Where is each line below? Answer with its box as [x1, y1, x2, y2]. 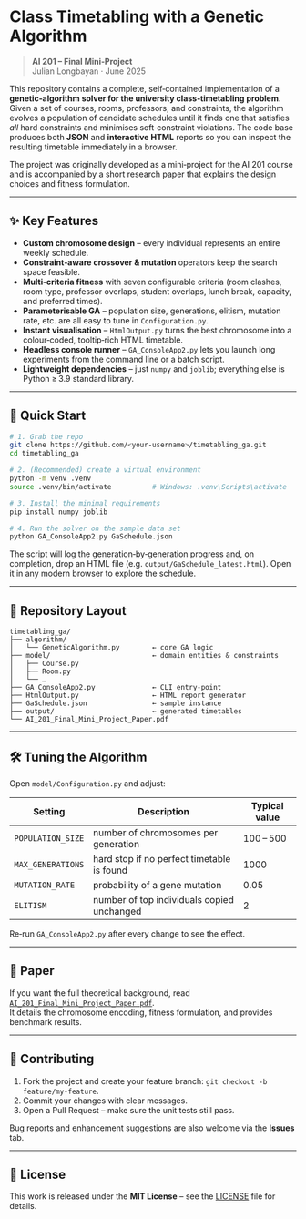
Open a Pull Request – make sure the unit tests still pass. [22, 1104, 235, 1115]
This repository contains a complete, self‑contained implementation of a [9, 83, 280, 94]
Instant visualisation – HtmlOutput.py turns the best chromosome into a [22, 324, 292, 335]
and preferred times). [22, 295, 103, 306]
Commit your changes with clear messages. [22, 1095, 189, 1106]
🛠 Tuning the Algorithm [9, 749, 148, 764]
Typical [250, 799, 284, 812]
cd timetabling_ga [9, 449, 79, 458]
